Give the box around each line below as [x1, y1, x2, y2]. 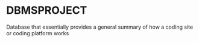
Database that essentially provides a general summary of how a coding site [6, 23, 194, 30]
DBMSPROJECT [6, 4, 87, 17]
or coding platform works [6, 29, 69, 36]
